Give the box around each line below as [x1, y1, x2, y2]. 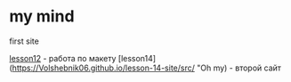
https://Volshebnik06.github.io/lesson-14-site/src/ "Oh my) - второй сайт [12, 62, 282, 73]
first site [9, 36, 40, 46]
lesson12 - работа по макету [9, 53, 117, 63]
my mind [9, 6, 75, 27]
